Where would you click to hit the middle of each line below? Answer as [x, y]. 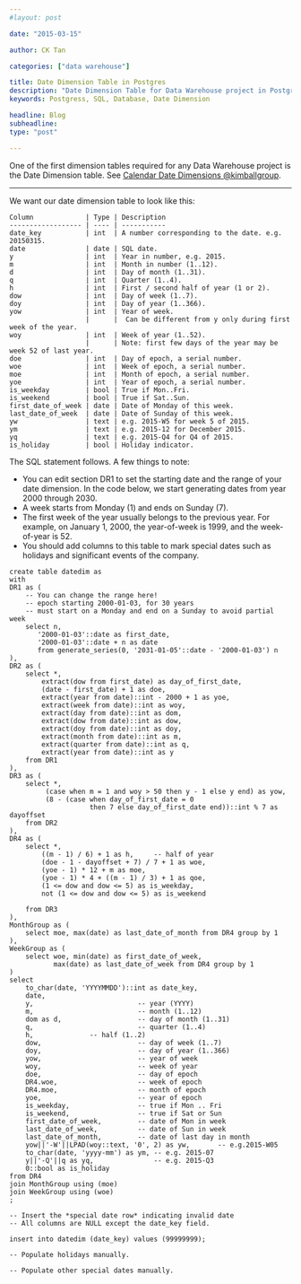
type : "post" [34, 132]
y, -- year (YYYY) [110, 1003]
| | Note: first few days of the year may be [182, 343]
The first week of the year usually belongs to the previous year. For [146, 517]
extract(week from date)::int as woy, [114, 705]
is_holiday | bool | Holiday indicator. [102, 445]
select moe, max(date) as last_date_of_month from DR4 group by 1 [152, 933]
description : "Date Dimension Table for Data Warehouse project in [138, 91]
